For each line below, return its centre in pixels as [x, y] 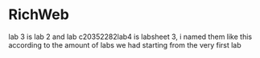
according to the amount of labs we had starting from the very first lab [125, 44]
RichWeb [39, 15]
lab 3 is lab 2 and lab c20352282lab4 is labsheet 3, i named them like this [130, 37]
